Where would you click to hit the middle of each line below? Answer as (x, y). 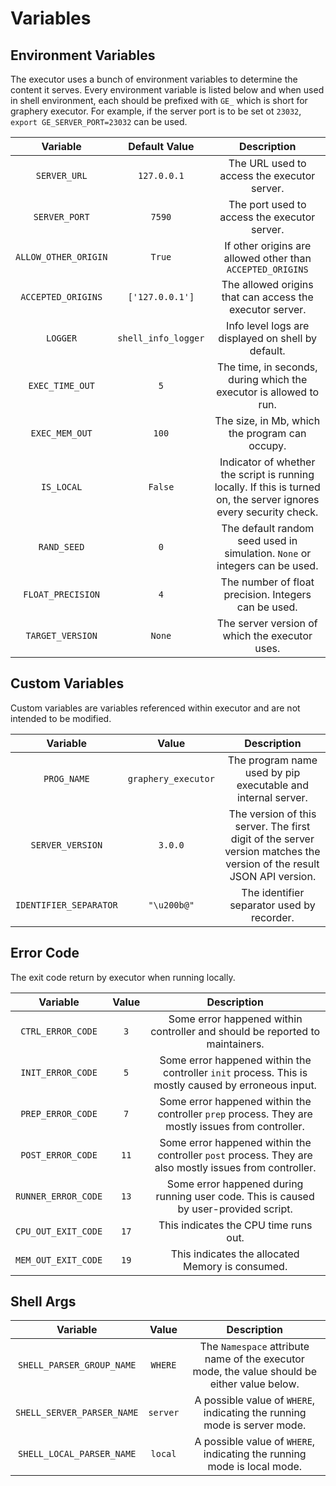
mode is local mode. (255, 1467)
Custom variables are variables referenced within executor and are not (155, 708)
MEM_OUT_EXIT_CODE (59, 1260)
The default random (268, 528)
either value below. (254, 1384)
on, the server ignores (267, 499)
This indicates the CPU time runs (235, 1225)
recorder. (272, 917)
